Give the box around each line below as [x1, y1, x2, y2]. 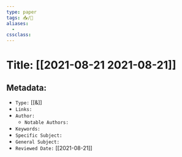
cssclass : [6, 32, 32, 38]
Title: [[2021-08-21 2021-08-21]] [6, 58, 176, 72]
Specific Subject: [15, 132, 63, 139]
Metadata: [6, 82, 47, 93]
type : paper [6, 9, 37, 15]
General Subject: [15, 139, 60, 145]
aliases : [6, 20, 29, 26]
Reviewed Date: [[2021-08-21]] [15, 145, 93, 152]
